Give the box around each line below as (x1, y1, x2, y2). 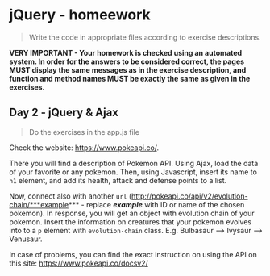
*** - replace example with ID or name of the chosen (68, 199, 245, 209)
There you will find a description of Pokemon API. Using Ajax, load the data (9, 158, 259, 168)
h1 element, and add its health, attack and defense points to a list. (9, 175, 227, 185)
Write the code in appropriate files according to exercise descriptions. (28, 32, 261, 42)
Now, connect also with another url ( (9, 191, 132, 201)
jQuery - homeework (9, 6, 152, 24)
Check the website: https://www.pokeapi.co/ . (9, 143, 160, 153)
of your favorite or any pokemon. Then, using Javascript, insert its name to (9, 167, 257, 177)
